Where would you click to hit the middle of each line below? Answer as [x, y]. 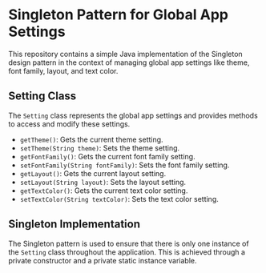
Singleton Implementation [74, 225]
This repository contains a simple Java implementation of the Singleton [125, 54]
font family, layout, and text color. [63, 70]
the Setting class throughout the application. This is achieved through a [127, 252]
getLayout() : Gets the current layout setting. [93, 173]
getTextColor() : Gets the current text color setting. [104, 191]
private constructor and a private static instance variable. [103, 260]
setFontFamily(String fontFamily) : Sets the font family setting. [125, 165]
